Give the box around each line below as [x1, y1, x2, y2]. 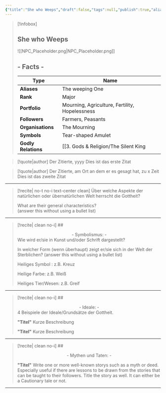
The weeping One [62, 86, 104, 92]
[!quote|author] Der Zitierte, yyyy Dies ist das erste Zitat [17, 159, 131, 165]
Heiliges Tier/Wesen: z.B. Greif [17, 280, 80, 287]
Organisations [19, 124, 54, 131]
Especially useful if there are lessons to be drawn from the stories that [17, 367, 161, 373]
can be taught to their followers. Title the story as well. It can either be [17, 373, 160, 379]
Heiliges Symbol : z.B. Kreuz [17, 262, 75, 267]
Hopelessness [62, 108, 95, 115]
